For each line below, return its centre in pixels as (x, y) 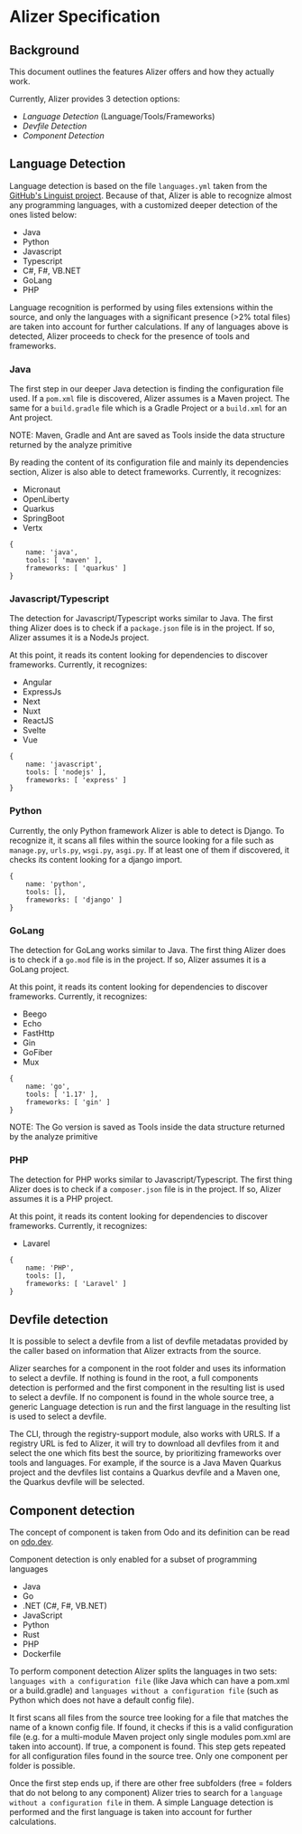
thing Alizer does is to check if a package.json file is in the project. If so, (142, 628)
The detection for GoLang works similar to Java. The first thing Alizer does (148, 950)
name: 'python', (56, 884)
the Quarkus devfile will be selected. (77, 1482)
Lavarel (36, 1243)
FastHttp (38, 1033)
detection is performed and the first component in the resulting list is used (147, 1388)
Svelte (34, 731)
